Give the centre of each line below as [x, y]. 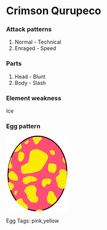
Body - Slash [30, 83]
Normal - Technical [38, 42]
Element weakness [34, 98]
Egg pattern [23, 126]
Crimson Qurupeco [54, 11]
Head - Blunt [30, 76]
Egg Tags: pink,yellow [33, 221]
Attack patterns [29, 29]
